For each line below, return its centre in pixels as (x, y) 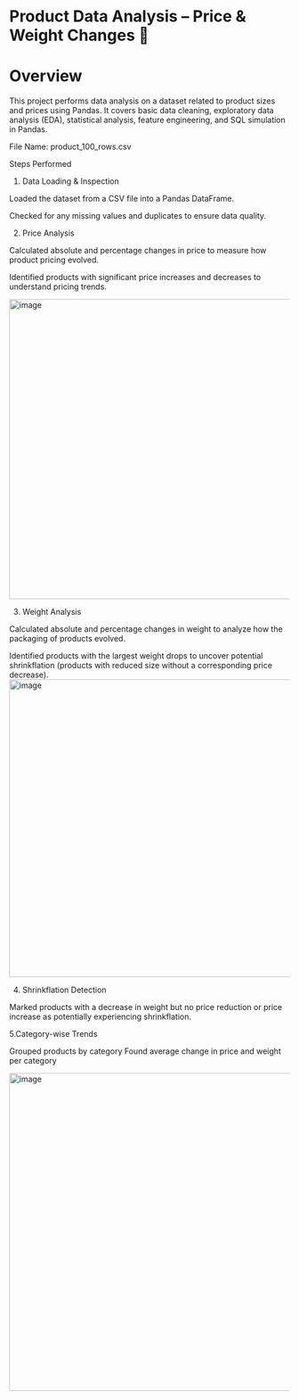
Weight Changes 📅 (79, 35)
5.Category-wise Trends (53, 1034)
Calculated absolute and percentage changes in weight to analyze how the (146, 629)
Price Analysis (48, 233)
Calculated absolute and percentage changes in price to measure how (138, 251)
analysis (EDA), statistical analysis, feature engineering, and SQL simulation (148, 120)
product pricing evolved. (54, 260)
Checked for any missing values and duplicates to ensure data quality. (138, 216)
